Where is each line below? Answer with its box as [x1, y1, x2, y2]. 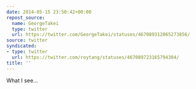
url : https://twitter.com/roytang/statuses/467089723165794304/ [12, 54, 179, 60]
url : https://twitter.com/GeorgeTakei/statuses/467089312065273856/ [12, 32, 190, 38]
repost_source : [6, 15, 45, 21]
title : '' [6, 60, 32, 66]
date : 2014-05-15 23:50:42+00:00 [6, 9, 92, 15]
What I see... [6, 77, 38, 84]
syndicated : [6, 43, 37, 49]
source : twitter [6, 37, 48, 43]
